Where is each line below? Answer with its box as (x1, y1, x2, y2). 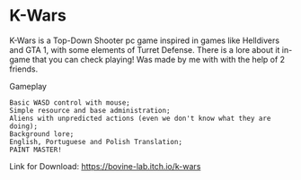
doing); (9, 122, 39, 131)
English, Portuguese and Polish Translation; (9, 137, 182, 146)
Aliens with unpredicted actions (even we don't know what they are (9, 114, 271, 123)
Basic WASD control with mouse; (9, 98, 130, 107)
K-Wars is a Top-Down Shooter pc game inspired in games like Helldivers (9, 35, 280, 46)
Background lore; (9, 129, 75, 139)
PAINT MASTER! (9, 145, 63, 154)
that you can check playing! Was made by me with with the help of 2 (31, 54, 286, 64)
